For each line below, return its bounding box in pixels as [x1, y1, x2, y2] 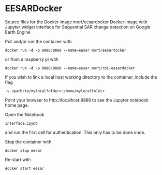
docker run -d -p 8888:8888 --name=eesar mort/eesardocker [5, 48, 127, 53]
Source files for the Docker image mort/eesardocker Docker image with [5, 19, 147, 25]
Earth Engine [5, 29, 30, 35]
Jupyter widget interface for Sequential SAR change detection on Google [5, 24, 151, 29]
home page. [5, 102, 29, 108]
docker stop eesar [5, 148, 42, 153]
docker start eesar [5, 166, 44, 171]
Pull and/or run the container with [5, 38, 72, 44]
